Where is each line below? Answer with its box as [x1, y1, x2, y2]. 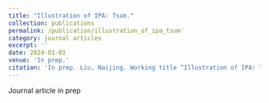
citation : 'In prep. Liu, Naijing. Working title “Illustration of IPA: [8, 64, 256, 72]
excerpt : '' [8, 42, 48, 50]
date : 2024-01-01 [8, 49, 66, 57]
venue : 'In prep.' [8, 57, 70, 65]
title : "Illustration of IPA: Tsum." [8, 11, 134, 20]
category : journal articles [8, 34, 102, 42]
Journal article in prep [8, 85, 82, 95]
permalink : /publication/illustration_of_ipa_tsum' [8, 26, 184, 34]
